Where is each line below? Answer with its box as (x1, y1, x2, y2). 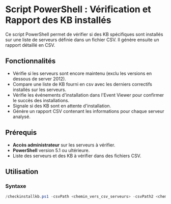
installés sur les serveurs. (12, 86, 67, 93)
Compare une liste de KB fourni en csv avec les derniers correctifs (12, 81, 153, 87)
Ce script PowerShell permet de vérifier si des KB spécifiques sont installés (5, 31, 163, 37)
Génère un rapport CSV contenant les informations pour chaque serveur (12, 108, 164, 114)
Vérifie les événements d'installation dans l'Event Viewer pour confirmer (12, 92, 164, 98)
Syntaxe (5, 182, 26, 189)
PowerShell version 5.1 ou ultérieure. (12, 147, 90, 153)
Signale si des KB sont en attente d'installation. (12, 103, 111, 109)
